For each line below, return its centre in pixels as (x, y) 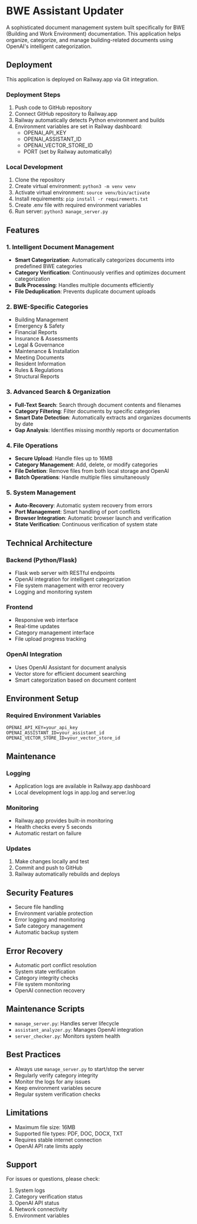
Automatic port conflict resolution (56, 965)
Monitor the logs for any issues (52, 1082)
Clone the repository (40, 180)
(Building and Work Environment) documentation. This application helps (94, 33)
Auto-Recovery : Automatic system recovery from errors (83, 506)
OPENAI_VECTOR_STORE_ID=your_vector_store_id (63, 738)
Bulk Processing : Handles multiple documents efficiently (84, 285)
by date (24, 424)
